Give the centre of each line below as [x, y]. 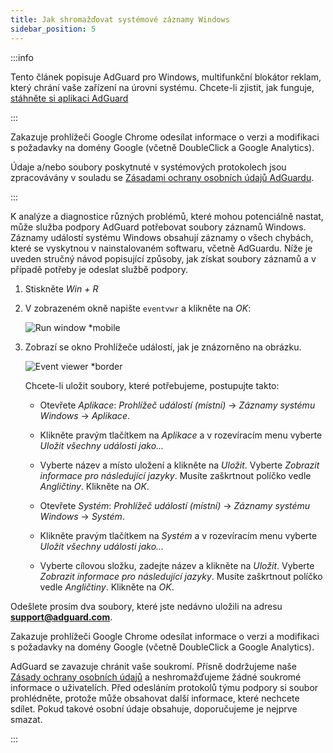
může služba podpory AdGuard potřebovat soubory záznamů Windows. [158, 227]
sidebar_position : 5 [53, 29]
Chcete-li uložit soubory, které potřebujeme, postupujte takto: [152, 385]
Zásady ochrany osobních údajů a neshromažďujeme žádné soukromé [156, 677]
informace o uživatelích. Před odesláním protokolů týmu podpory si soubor [164, 687]
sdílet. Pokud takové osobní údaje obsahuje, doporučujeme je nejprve [154, 708]
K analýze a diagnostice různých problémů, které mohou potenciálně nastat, [167, 216]
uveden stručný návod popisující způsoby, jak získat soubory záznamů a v [163, 258]
